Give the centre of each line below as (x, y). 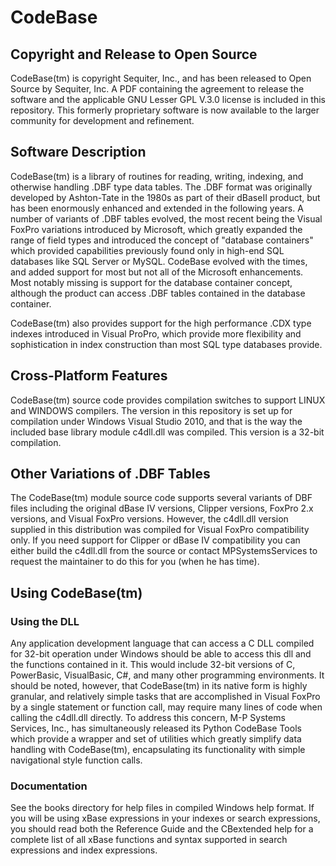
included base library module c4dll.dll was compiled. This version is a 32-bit (167, 432)
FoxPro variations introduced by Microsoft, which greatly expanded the (156, 229)
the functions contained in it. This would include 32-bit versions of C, (153, 665)
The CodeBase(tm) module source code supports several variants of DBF (161, 498)
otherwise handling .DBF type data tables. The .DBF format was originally (161, 187)
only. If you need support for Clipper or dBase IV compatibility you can (155, 540)
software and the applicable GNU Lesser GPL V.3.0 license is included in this (168, 99)
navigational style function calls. (76, 760)
